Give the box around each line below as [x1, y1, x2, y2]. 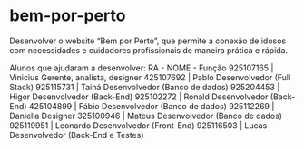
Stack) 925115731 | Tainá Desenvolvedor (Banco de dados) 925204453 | [9, 81, 280, 92]
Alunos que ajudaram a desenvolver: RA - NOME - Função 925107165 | [9, 62, 274, 73]
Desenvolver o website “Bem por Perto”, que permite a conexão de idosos [9, 35, 287, 46]
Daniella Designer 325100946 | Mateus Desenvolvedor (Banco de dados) [9, 110, 283, 121]
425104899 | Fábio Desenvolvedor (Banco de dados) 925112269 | [28, 100, 275, 111]
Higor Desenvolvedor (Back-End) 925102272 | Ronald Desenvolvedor [9, 91, 269, 102]
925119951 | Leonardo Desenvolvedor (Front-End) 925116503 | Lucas [9, 119, 268, 131]
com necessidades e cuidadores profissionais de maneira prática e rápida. [9, 44, 289, 55]
